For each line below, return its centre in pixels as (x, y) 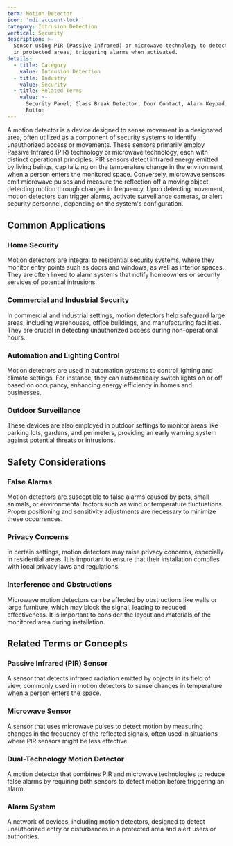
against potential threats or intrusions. (61, 440)
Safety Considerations (57, 462)
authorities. (23, 836)
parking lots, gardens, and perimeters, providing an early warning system (112, 433)
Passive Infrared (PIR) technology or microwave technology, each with (107, 152)
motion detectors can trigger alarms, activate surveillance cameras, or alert (115, 196)
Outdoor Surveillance (44, 410)
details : (20, 59)
